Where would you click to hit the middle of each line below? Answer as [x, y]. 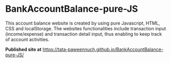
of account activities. [27, 39]
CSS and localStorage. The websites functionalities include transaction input [86, 28]
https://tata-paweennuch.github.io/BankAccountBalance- [103, 49]
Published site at [23, 49]
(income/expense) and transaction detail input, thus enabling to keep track [84, 34]
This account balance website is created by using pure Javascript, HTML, [83, 23]
